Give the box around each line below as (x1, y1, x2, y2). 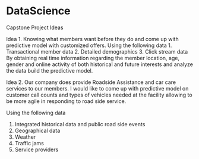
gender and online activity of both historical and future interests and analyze (6, 61, 193, 68)
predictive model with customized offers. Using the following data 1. (6, 42, 172, 49)
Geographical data (14, 127, 61, 134)
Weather (14, 133, 36, 141)
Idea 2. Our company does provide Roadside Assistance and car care (6, 79, 176, 86)
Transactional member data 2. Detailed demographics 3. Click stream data (6, 48, 188, 55)
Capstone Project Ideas (6, 24, 64, 31)
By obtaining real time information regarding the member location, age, (6, 54, 180, 61)
